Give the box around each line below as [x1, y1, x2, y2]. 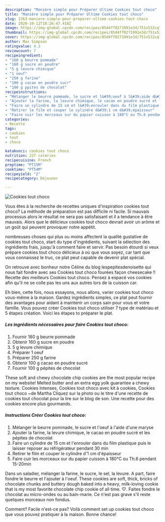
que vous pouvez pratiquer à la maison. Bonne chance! [5, 512, 117, 518]
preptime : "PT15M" [5, 162, 43, 167]
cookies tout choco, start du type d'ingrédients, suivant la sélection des [5, 239, 150, 245]
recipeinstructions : [5, 89, 48, 94]
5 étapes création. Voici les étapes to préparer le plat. [5, 310, 113, 316]
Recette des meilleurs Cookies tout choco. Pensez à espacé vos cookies [5, 275, 152, 281]
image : [5, 26, 19, 30]
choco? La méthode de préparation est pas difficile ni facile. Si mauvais [5, 208, 150, 214]
